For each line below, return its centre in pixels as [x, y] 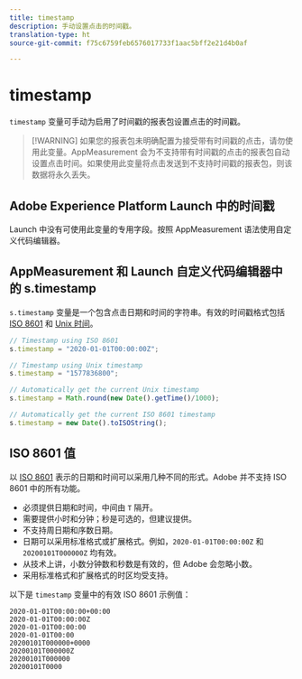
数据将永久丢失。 [63, 175]
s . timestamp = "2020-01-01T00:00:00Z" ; [84, 349]
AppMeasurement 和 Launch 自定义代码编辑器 [141, 272]
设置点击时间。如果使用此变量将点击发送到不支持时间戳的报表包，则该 [162, 163]
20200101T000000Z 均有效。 [72, 553]
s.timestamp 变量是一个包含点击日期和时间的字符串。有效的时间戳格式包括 [147, 312]
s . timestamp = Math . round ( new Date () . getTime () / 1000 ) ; [114, 398]
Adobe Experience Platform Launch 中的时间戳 [142, 205]
